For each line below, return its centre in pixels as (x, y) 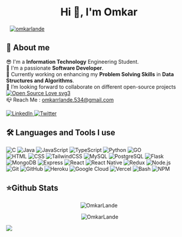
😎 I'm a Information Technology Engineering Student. (72, 62)
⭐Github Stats (32, 188)
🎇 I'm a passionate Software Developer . (55, 68)
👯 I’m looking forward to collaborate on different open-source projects (91, 87)
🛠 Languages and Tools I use (61, 133)
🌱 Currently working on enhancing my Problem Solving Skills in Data (90, 74)
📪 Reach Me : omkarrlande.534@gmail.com (60, 100)
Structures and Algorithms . (40, 80)
